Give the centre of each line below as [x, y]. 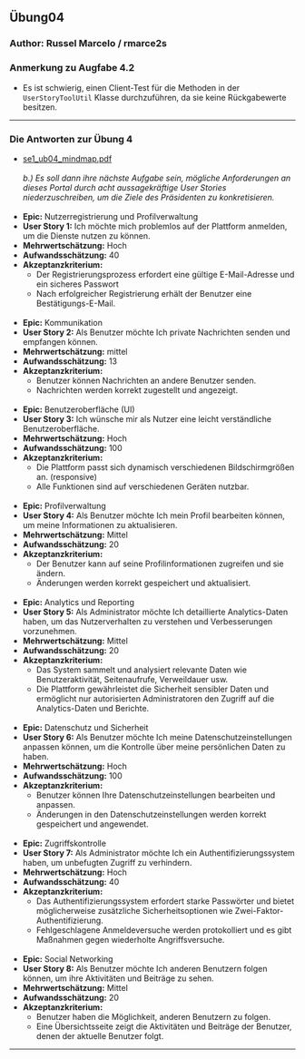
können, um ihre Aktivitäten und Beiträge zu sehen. [118, 978]
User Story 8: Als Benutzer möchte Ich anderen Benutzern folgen [145, 968]
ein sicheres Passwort [78, 284]
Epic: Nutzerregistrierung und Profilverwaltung [110, 216]
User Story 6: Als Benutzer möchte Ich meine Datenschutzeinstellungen [157, 737]
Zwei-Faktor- [259, 910]
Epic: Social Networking [68, 958]
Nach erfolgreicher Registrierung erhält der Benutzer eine [144, 293]
